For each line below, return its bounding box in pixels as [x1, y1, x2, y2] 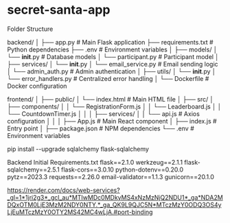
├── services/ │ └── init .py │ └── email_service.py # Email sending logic [7, 60, 218, 68]
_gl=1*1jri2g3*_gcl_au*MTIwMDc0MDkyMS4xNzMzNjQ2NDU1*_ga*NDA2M [7, 193, 223, 201]
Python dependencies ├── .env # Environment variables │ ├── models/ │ [7, 45, 218, 54]
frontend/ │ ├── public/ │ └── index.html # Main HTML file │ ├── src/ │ [7, 95, 214, 103]
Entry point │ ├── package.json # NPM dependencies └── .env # [7, 124, 194, 132]
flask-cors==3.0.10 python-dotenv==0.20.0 [60, 165, 184, 174]
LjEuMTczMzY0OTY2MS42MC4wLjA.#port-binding [7, 208, 153, 216]
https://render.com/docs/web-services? [7, 186, 120, 194]
